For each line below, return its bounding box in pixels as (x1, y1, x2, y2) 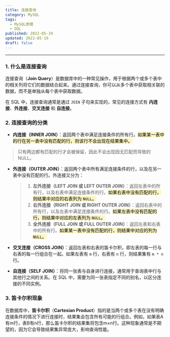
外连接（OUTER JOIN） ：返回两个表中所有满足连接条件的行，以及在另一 (12, 166, 162, 172)
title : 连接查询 (5, 7, 36, 13)
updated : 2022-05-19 (5, 36, 49, 41)
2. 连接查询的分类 (5, 119, 48, 126)
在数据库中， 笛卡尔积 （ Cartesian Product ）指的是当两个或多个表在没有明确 (5, 307, 164, 313)
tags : (5, 17, 17, 22)
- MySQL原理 (10, 21, 34, 27)
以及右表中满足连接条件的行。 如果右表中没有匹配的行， (46, 189, 162, 195)
